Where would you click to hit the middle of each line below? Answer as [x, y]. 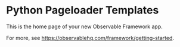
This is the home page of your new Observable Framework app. [84, 26]
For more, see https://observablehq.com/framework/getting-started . [90, 38]
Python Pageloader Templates [83, 10]
